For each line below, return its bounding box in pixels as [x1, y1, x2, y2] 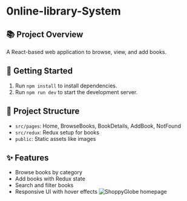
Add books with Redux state [15, 175, 86, 183]
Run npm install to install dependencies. [15, 82, 117, 89]
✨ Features [6, 153, 49, 163]
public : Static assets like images [15, 135, 96, 142]
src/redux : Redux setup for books [15, 129, 100, 136]
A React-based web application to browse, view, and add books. [6, 49, 167, 55]
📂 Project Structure [6, 106, 80, 117]
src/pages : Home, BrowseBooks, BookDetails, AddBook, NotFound [15, 122, 182, 129]
